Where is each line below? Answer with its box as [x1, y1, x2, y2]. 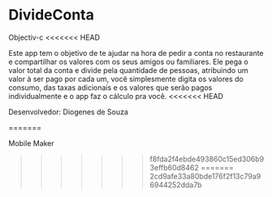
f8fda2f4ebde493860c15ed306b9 [149, 154, 265, 164]
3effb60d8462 [149, 162, 199, 172]
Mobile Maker [8, 138, 54, 148]
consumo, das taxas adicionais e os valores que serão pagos [8, 83, 213, 92]
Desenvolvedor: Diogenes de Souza [8, 107, 128, 117]
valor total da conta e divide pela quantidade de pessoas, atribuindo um [8, 65, 248, 75]
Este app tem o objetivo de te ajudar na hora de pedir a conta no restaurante [8, 48, 264, 58]
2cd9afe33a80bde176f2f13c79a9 [149, 171, 261, 181]
